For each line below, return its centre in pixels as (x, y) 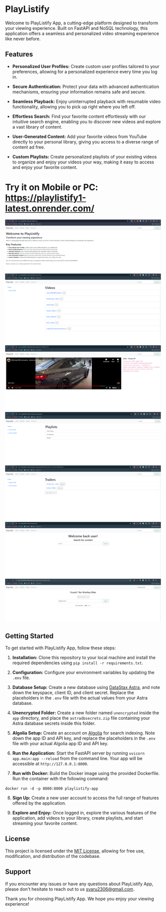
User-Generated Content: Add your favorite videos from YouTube (80, 136)
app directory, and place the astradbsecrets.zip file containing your (81, 718)
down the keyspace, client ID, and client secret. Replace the (73, 693)
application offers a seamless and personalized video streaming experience (82, 33)
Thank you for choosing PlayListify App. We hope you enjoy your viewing (80, 899)
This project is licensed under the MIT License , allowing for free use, (75, 851)
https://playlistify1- (46, 198)
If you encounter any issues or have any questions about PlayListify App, (79, 884)
